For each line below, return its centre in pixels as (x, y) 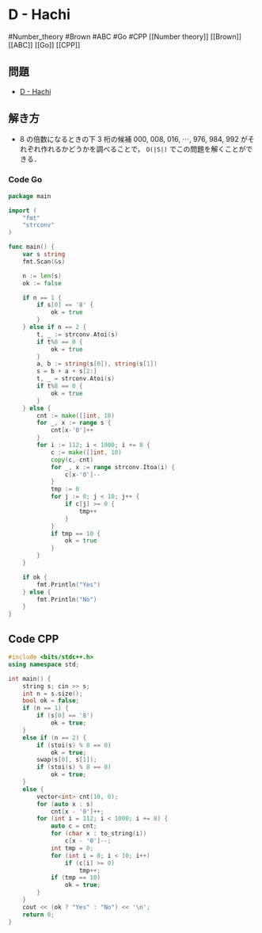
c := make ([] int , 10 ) (86, 452)
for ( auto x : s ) (65, 804)
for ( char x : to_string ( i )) (99, 834)
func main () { (32, 247)
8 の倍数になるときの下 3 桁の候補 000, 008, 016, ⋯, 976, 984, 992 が (133, 139)
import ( (23, 210)
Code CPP (34, 639)
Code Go (25, 180)
